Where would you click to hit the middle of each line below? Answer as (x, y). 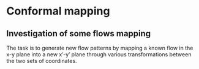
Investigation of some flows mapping (79, 34)
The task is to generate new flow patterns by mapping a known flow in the (100, 48)
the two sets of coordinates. (42, 61)
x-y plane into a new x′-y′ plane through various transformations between (99, 54)
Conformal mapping (58, 11)
